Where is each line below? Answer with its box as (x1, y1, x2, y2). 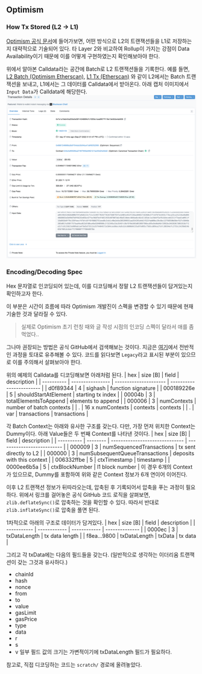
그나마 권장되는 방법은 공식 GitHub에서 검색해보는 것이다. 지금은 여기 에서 (6, 343, 178, 350)
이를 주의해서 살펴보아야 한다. (12, 358, 83, 365)
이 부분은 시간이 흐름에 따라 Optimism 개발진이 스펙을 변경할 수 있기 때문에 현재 (6, 303, 194, 310)
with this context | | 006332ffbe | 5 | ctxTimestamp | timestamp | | (6, 456, 170, 463)
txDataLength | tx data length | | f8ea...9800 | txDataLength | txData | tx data (6, 532, 197, 539)
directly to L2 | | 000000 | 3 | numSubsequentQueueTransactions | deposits (6, 449, 195, 457)
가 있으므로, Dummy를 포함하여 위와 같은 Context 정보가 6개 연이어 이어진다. (6, 470, 188, 478)
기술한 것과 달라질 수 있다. (6, 310, 68, 317)
